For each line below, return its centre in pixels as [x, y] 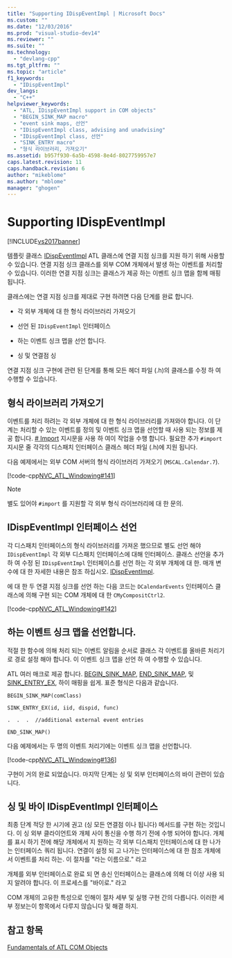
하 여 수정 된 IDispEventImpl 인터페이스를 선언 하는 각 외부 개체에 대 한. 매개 [111, 562]
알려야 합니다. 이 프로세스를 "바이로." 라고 [70, 883]
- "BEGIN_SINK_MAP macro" [51, 117]
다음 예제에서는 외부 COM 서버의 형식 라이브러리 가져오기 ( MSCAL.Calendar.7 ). [114, 462]
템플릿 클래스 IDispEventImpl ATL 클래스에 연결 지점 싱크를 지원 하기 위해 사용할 [116, 256]
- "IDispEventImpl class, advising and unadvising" [90, 130]
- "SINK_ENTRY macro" [45, 143]
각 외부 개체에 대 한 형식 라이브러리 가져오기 [77, 311]
